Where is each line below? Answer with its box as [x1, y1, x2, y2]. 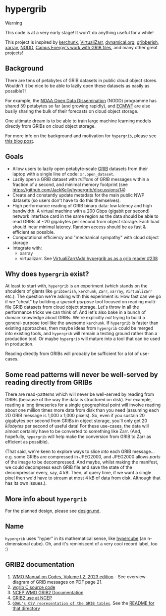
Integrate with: [12, 245, 42, 251]
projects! [5, 50, 23, 56]
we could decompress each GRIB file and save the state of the [5, 464, 132, 470]
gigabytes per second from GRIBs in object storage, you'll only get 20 [5, 418, 148, 424]
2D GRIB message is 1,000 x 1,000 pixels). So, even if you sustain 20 [5, 413, 145, 419]
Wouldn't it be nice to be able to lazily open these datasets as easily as [5, 83, 150, 88]
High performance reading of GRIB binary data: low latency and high [12, 202, 152, 208]
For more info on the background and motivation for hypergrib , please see [5, 133, 157, 139]
